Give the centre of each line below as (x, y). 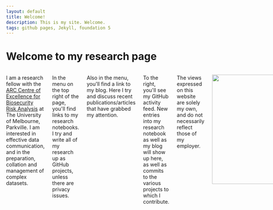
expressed (190, 84)
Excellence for (23, 96)
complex (17, 177)
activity (152, 103)
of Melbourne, (23, 121)
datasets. (17, 183)
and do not (190, 115)
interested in (21, 134)
